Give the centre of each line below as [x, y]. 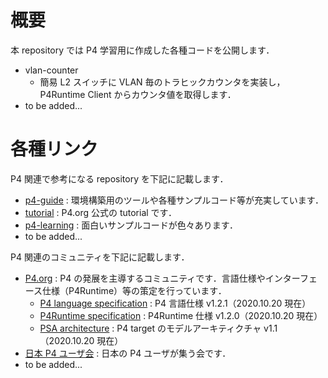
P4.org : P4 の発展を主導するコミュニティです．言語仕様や [145, 278]
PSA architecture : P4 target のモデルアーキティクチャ [150, 328]
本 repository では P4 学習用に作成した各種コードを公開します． [142, 50]
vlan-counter [51, 70]
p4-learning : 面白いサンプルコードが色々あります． [131, 225]
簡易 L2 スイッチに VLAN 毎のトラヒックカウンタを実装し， [162, 82]
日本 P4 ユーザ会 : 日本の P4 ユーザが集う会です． [128, 353]
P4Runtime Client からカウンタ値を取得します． [138, 94]
